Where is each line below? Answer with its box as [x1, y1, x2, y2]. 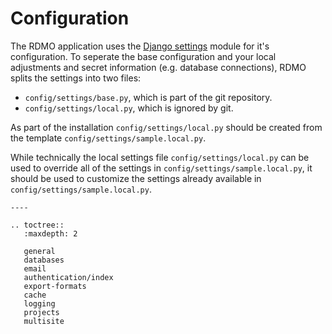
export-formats [23, 281, 87, 291]
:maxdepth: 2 [23, 228, 78, 239]
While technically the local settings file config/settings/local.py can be [10, 151, 310, 163]
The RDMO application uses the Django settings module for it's [10, 40, 270, 52]
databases [23, 255, 65, 265]
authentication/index [23, 272, 114, 282]
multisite [23, 316, 65, 326]
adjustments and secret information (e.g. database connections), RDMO [10, 61, 307, 73]
